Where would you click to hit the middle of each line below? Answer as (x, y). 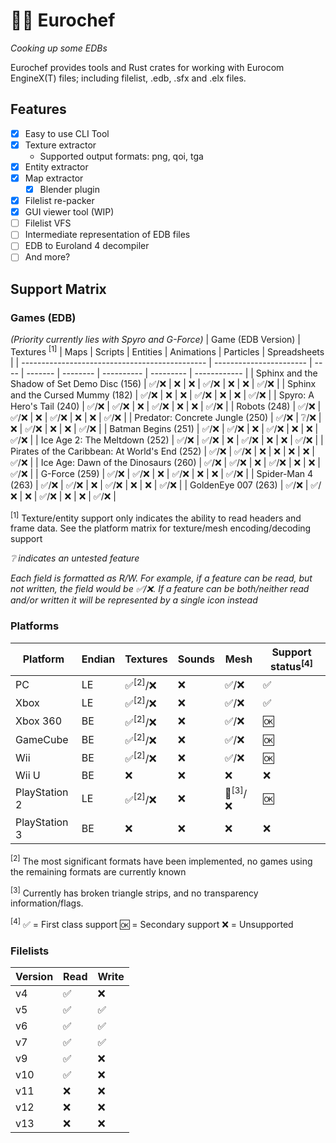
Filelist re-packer (59, 201)
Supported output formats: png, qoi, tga (121, 156)
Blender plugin (69, 189)
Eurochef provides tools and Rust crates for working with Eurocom (147, 67)
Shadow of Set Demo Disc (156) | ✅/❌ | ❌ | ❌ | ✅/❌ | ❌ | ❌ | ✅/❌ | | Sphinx (163, 383)
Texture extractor (60, 145)
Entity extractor (56, 166)
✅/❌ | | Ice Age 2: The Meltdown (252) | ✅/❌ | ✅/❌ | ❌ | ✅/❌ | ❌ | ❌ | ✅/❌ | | (167, 440)
